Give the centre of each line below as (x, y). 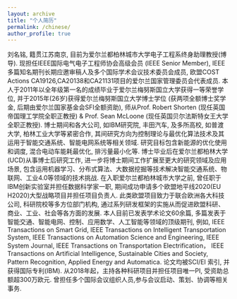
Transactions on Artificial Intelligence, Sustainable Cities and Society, (108, 254)
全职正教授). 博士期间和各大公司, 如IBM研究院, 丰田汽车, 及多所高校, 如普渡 (116, 125)
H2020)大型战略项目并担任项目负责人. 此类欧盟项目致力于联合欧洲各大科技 (116, 195)
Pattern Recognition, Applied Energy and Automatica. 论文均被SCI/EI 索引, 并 (119, 262)
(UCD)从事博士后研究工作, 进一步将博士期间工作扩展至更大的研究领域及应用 (117, 160)
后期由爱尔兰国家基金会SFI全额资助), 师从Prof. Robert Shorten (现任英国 (121, 107)
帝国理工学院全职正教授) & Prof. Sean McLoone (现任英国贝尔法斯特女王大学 (118, 116)
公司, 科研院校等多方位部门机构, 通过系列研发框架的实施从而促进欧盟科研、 (116, 205)
